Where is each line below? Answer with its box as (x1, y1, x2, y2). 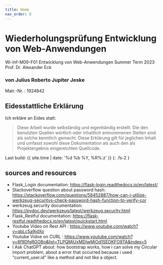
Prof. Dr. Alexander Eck (5, 65, 52, 70)
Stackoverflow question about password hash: (12, 187, 106, 193)
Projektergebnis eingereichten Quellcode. (17, 145, 101, 151)
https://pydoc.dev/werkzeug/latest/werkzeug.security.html (12, 208, 131, 214)
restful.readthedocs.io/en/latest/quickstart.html (12, 218, 107, 224)
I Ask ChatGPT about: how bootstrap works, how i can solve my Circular (12, 244, 158, 250)
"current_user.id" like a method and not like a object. (12, 255, 118, 261)
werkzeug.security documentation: (12, 202, 83, 208)
